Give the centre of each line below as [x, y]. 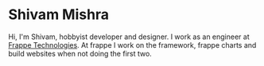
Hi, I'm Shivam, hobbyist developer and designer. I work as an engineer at [129, 37]
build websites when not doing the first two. [80, 53]
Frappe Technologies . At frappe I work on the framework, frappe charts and [132, 45]
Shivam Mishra [59, 15]
